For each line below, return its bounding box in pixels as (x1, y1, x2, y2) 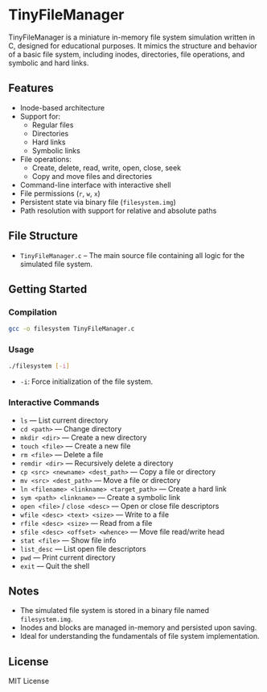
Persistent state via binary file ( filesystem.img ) (19, 197, 177, 206)
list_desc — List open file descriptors (19, 544, 146, 553)
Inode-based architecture (19, 102, 105, 112)
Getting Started (8, 282, 88, 296)
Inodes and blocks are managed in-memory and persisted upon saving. (19, 623, 257, 632)
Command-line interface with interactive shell (19, 180, 171, 190)
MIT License (8, 676, 50, 686)
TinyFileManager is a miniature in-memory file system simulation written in (8, 32, 256, 42)
